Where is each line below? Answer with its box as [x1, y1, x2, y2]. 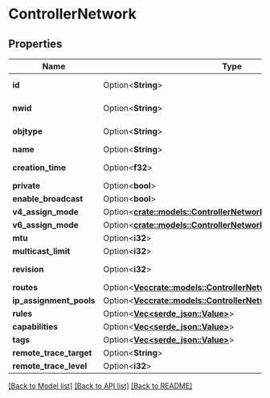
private [12, 180, 40, 191]
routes [12, 282, 39, 292]
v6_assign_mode [12, 219, 79, 230]
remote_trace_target [12, 347, 92, 359]
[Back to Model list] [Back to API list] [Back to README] [8, 381, 193, 391]
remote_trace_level [12, 360, 88, 371]
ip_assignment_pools [12, 295, 96, 306]
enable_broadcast [12, 193, 84, 204]
